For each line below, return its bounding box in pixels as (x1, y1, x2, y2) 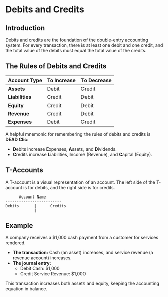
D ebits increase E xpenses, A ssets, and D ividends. (12, 146, 117, 152)
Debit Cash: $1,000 (20, 265, 60, 272)
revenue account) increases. (12, 255, 72, 261)
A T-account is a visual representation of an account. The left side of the (5, 179, 155, 185)
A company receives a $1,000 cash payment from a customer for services (5, 235, 159, 241)
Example (5, 221, 33, 230)
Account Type (8, 77, 43, 84)
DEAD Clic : (5, 136, 29, 142)
